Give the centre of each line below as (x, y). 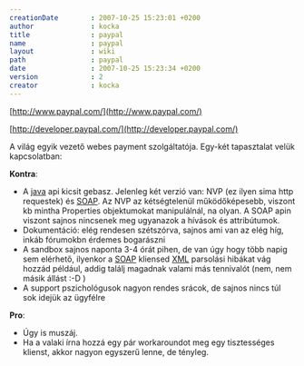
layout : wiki (63, 52)
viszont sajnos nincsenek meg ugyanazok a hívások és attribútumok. (151, 220)
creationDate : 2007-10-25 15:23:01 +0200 (105, 18)
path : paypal (67, 60)
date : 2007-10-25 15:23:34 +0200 (105, 69)
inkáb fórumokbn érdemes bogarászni (94, 239)
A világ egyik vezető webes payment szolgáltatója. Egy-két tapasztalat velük (152, 146)
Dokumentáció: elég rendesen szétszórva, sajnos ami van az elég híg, (153, 230)
